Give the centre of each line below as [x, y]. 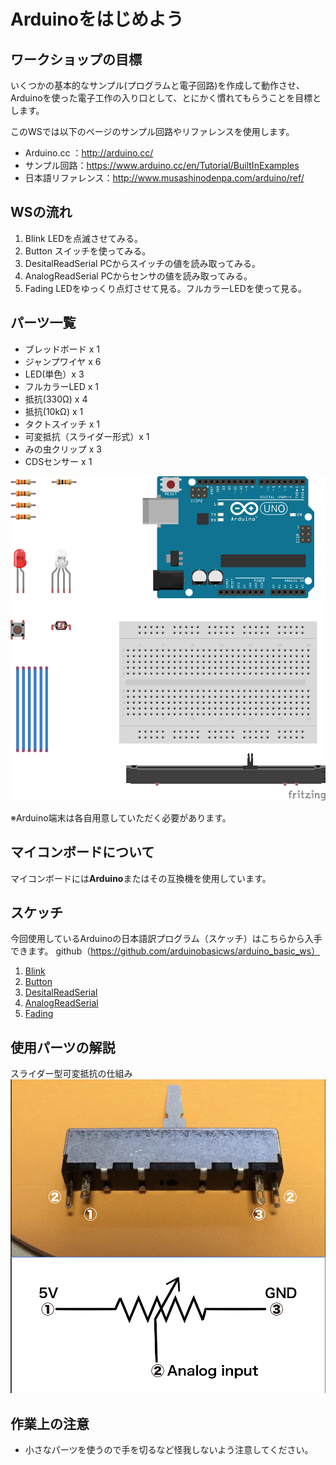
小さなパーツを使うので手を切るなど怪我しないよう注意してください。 [169, 1449]
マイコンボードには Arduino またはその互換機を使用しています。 [141, 878]
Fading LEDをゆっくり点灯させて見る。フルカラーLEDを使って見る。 [166, 288]
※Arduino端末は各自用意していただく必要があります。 [121, 817]
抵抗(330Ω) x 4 [56, 399]
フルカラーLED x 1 [62, 386]
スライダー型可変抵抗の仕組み [71, 1074]
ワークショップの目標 [76, 59]
